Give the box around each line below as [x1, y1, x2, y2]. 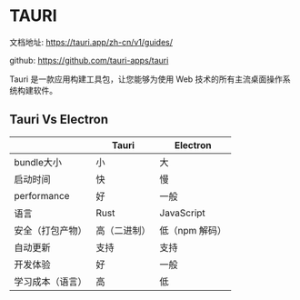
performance [14, 189, 70, 202]
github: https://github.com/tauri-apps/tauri [9, 55, 169, 65]
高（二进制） [95, 224, 152, 236]
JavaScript [159, 206, 206, 219]
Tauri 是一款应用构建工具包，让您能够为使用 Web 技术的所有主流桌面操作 [9, 74, 284, 85]
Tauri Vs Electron [9, 112, 109, 127]
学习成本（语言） [14, 275, 88, 287]
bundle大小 [14, 155, 62, 168]
